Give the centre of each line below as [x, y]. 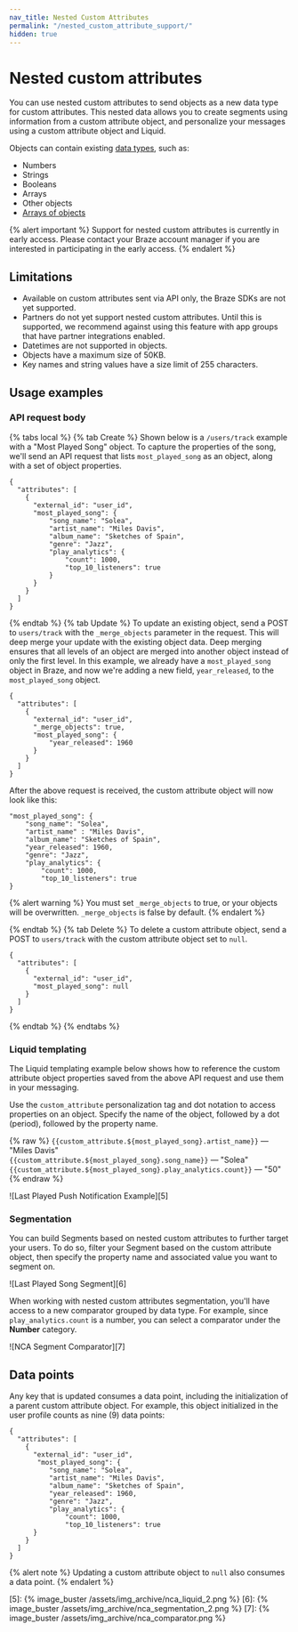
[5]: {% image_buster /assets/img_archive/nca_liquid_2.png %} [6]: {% [139, 1599]
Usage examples [56, 392]
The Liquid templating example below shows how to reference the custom [145, 1069]
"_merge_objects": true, [79, 727]
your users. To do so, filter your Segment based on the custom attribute [141, 1248]
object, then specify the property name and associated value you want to [143, 1257]
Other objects [47, 203]
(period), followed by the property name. [84, 1124]
